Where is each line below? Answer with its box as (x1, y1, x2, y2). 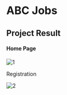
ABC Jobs (6, 4, 58, 18)
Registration (6, 70, 37, 77)
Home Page (6, 45, 37, 52)
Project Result (6, 28, 61, 38)
